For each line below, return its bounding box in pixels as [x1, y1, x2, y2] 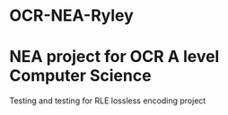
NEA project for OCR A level [9, 47, 220, 67]
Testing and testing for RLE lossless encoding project [9, 95, 206, 106]
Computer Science [9, 66, 152, 86]
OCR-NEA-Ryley [9, 5, 135, 26]
